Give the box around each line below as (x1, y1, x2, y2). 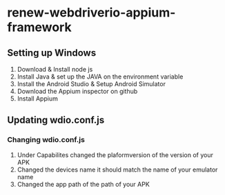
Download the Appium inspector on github (17, 88, 138, 95)
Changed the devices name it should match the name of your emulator (17, 165, 218, 174)
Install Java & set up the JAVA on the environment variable (17, 72, 184, 81)
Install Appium (17, 94, 59, 103)
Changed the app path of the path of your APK (17, 180, 150, 188)
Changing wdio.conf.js (7, 135, 85, 145)
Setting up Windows (7, 47, 97, 59)
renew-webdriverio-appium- (7, 5, 176, 21)
